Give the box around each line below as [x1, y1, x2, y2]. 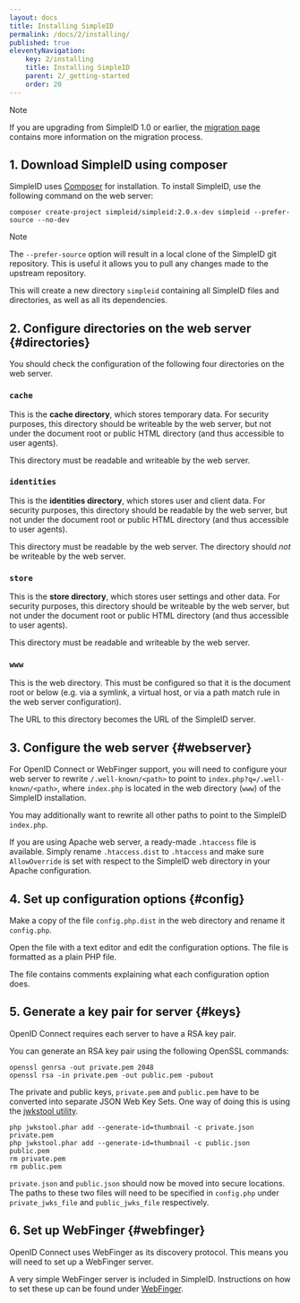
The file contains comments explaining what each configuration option [9, 969, 270, 980]
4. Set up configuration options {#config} [9, 891, 244, 907]
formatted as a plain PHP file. [9, 951, 117, 962]
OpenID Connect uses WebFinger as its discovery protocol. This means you [9, 1247, 289, 1257]
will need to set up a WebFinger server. [9, 1256, 154, 1267]
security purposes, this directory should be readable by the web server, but [9, 504, 288, 516]
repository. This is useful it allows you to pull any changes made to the [9, 258, 269, 269]
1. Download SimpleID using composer [9, 158, 228, 173]
